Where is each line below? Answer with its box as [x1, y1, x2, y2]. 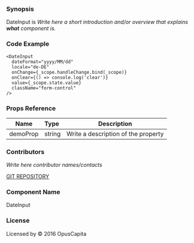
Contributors [6, 148, 45, 156]
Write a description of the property [66, 130, 164, 138]
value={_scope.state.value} [11, 80, 82, 86]
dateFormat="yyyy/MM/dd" [11, 59, 74, 65]
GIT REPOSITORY [6, 173, 50, 180]
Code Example [6, 40, 50, 48]
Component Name [6, 188, 61, 196]
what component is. [6, 25, 56, 32]
